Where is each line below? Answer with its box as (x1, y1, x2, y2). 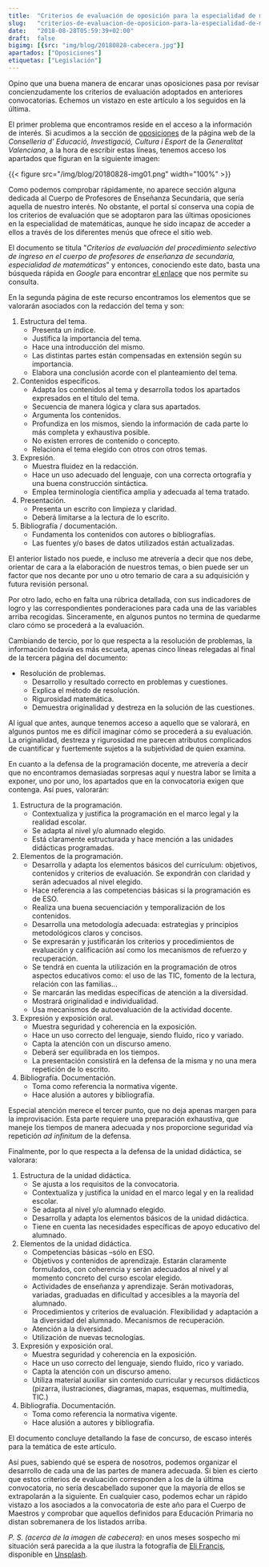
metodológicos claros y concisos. (31, 928, 143, 937)
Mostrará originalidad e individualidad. (31, 996, 159, 1006)
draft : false (8, 34, 56, 43)
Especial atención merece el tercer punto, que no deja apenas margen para (8, 1105, 257, 1115)
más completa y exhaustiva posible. (31, 427, 151, 437)
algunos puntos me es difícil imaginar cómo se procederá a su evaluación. (8, 727, 254, 736)
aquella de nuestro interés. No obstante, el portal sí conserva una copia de (8, 201, 255, 211)
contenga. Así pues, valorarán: (8, 784, 110, 794)
